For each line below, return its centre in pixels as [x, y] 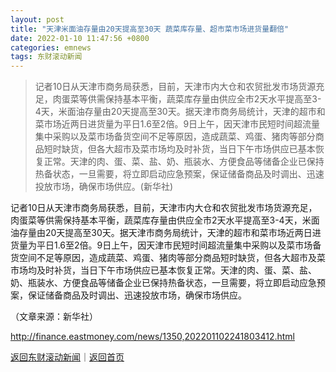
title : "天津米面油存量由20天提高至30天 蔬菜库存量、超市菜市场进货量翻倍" [150, 29]
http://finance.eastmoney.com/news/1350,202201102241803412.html [152, 337]
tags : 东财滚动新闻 [46, 57]
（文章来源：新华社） [54, 317]
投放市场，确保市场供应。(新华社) [104, 187]
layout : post [37, 19]
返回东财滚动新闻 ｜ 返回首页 [67, 357]
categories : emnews [51, 47]
